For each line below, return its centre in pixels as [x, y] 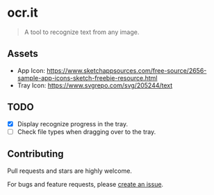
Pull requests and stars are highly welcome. [69, 171]
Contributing [35, 154]
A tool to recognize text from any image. [82, 32]
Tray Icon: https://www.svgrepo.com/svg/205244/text [95, 85]
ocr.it [23, 13]
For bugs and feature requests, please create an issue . [85, 184]
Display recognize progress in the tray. [73, 124]
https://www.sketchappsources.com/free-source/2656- [126, 70]
